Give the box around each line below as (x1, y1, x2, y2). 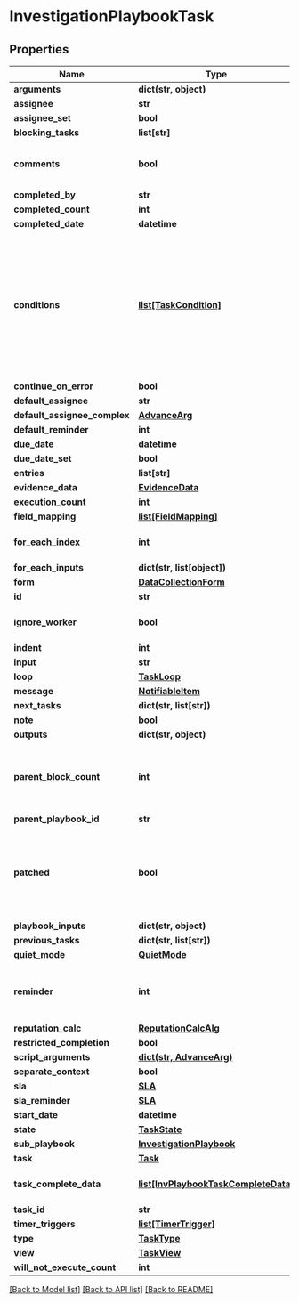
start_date (13, 1109, 59, 1121)
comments (13, 158, 61, 170)
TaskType (138, 1233, 181, 1244)
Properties (9, 42, 69, 57)
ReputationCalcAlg (138, 1022, 220, 1034)
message (13, 685, 53, 697)
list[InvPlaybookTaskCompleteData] (138, 1178, 295, 1190)
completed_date (13, 218, 85, 230)
